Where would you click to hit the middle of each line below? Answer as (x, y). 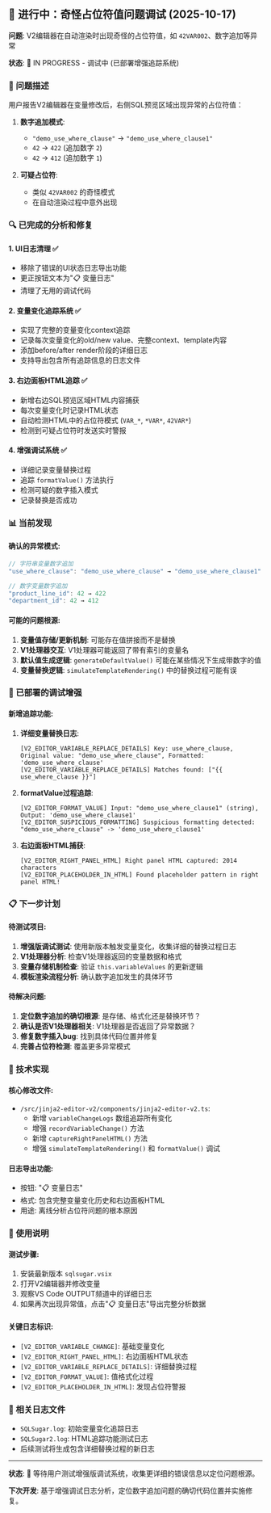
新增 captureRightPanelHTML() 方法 (90, 1138)
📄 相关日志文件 (37, 1410)
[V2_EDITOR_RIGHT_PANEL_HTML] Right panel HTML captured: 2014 (129, 860)
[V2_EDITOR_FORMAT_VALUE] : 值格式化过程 (87, 1376)
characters (38, 868)
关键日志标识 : (31, 1326)
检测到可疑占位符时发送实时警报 (73, 430)
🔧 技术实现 (29, 1069)
